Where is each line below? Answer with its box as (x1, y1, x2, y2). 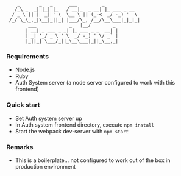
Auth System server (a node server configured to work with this (15, 79, 176, 86)
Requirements (6, 52, 49, 60)
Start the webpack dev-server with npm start (15, 127, 129, 135)
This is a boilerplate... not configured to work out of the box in (15, 157, 171, 164)
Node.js (15, 66, 35, 74)
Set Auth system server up (15, 114, 82, 122)
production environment (15, 163, 76, 170)
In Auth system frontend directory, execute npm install (15, 121, 154, 128)
